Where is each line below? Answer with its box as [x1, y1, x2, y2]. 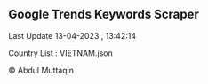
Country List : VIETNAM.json [8, 48, 113, 58]
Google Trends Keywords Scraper [8, 7, 199, 22]
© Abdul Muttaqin [8, 65, 75, 75]
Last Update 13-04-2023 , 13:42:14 [8, 30, 137, 41]
